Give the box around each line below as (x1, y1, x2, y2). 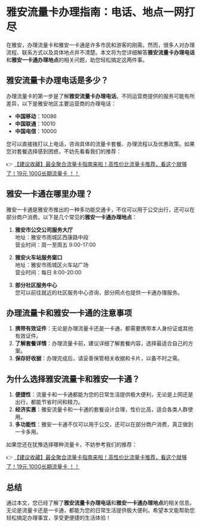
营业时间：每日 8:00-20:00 (14, 268, 82, 275)
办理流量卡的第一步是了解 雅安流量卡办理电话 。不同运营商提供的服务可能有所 (6, 92, 195, 99)
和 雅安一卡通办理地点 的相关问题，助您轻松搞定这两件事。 (6, 56, 148, 63)
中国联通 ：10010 (14, 120, 56, 127)
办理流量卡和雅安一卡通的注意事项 (6, 308, 132, 318)
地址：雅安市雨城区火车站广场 (14, 261, 89, 268)
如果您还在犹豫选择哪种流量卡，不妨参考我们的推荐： (6, 441, 138, 448)
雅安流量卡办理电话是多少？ (6, 75, 109, 85)
